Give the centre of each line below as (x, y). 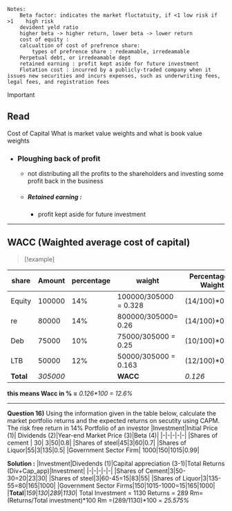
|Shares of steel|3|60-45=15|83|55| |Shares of (115, 478)
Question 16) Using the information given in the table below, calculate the (112, 413)
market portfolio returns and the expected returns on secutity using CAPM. (114, 420)
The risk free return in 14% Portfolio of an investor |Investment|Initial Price (113, 428)
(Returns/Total (28, 500)
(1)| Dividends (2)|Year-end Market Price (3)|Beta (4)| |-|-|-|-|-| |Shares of (113, 435)
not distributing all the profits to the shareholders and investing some (126, 174)
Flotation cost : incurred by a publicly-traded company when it (116, 70)
